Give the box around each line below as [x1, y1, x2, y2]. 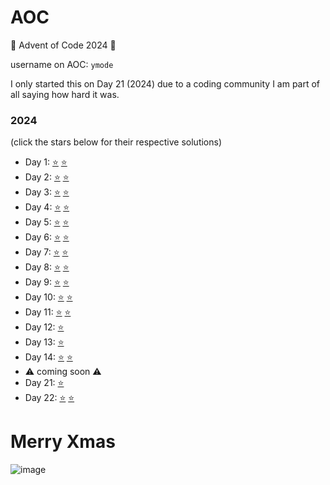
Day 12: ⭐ [24, 321, 65, 333]
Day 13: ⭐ [24, 336, 65, 348]
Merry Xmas [10, 431, 116, 453]
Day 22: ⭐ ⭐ [24, 392, 75, 404]
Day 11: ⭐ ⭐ [24, 306, 72, 318]
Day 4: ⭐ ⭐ [24, 201, 70, 213]
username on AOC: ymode [10, 58, 114, 70]
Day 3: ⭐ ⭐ [24, 186, 70, 198]
